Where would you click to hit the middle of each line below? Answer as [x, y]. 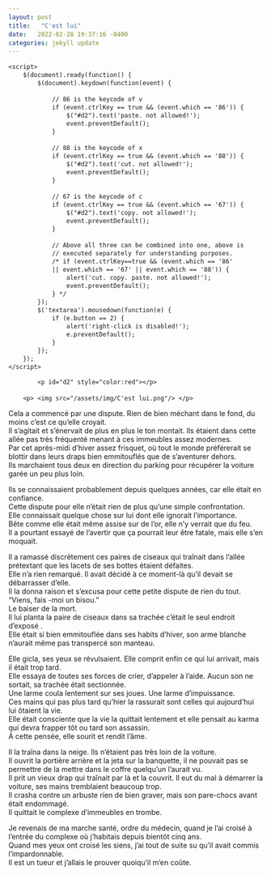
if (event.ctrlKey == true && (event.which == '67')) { [148, 205]
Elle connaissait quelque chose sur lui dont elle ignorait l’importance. [123, 516]
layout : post [30, 17]
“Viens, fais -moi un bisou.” [54, 600]
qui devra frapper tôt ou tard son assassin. [79, 728]
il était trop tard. [35, 667]
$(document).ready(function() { [77, 75]
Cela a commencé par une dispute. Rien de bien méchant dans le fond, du [132, 414]
